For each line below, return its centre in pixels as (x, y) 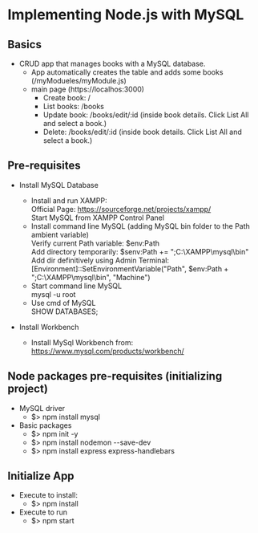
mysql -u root (53, 294)
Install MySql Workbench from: (82, 342)
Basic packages (45, 425)
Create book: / (67, 98)
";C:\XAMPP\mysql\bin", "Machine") (91, 277)
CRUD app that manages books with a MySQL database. (112, 63)
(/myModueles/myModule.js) (79, 81)
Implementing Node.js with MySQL (126, 15)
